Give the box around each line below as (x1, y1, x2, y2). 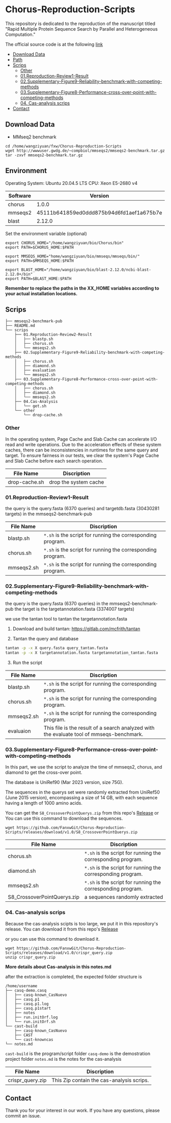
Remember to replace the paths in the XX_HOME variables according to (5, 285, 159, 291)
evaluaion (8, 728, 32, 735)
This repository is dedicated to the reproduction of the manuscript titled (5, 20, 156, 27)
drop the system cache (49, 479, 104, 486)
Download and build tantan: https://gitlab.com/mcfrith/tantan (12, 626, 140, 632)
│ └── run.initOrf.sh (5, 1019, 56, 1024)
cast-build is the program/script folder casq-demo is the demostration (5, 1050, 151, 1057)
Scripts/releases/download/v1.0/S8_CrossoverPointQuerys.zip (5, 830, 138, 835)
